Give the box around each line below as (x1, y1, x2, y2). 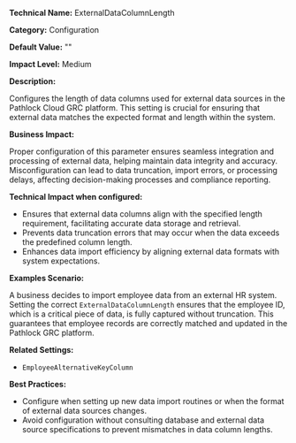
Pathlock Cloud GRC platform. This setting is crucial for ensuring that (9, 103, 261, 113)
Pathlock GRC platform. (9, 327, 95, 338)
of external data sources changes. (21, 406, 148, 416)
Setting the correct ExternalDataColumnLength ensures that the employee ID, (9, 300, 285, 309)
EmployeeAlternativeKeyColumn (21, 363, 134, 372)
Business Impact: (9, 129, 75, 140)
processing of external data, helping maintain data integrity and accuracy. (9, 156, 278, 166)
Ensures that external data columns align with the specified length (21, 209, 263, 219)
